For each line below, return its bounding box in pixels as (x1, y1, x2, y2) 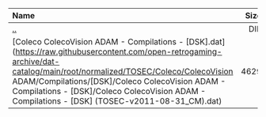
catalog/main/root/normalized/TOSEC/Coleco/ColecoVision (12, 66, 234, 77)
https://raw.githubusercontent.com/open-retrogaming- (15, 47, 222, 57)
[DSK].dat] (185, 36, 226, 47)
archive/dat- (12, 56, 60, 66)
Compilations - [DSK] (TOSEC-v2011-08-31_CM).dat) (12, 96, 222, 106)
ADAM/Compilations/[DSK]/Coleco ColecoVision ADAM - (12, 76, 226, 86)
